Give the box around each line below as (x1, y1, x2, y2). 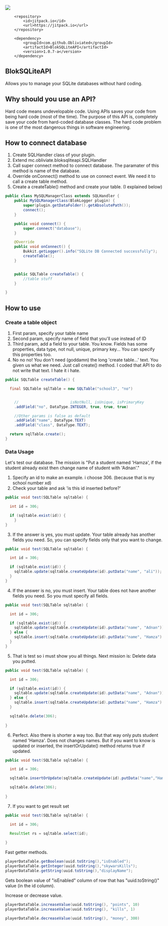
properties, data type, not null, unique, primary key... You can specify (12, 346, 155, 352)
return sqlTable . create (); (9, 432, 66, 437)
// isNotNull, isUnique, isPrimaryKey (14, 400, 144, 405)
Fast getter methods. (5, 849, 48, 855)
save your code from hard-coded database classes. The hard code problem (5, 119, 161, 125)
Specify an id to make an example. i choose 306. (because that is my (12, 475, 155, 481)
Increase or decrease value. (5, 892, 63, 898)
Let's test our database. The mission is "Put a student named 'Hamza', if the (5, 460, 161, 466)
